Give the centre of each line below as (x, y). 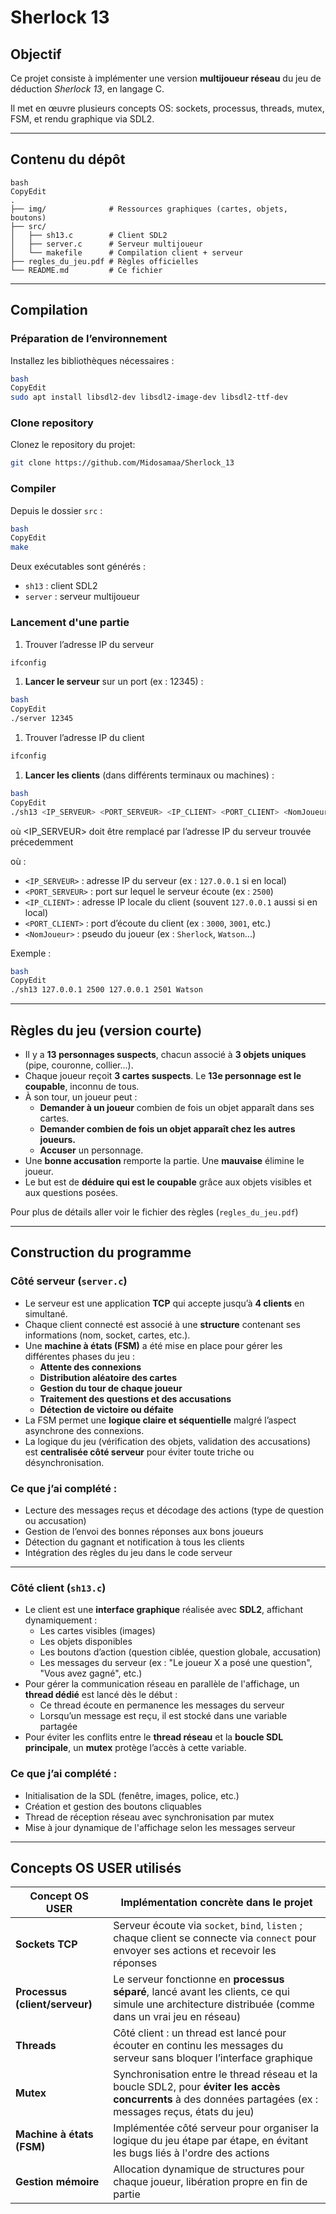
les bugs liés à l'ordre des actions (191, 2153)
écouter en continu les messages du (198, 2046)
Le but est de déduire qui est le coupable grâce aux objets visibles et (168, 1182)
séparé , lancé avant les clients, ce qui (201, 1992)
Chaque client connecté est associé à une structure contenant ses (162, 1324)
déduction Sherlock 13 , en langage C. (87, 89)
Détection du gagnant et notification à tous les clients (134, 1542)
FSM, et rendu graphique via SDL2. (82, 119)
